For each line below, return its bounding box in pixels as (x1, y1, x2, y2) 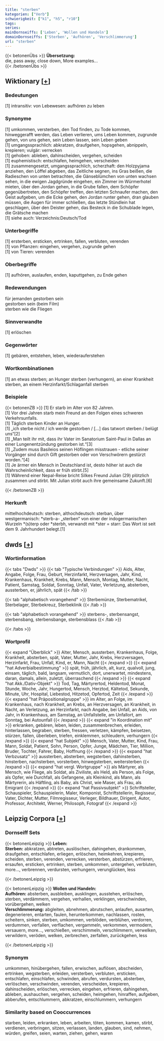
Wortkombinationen (5, 365, 54, 372)
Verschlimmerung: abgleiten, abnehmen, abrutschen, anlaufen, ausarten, (5, 906, 154, 912)
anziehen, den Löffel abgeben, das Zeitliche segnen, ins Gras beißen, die (5, 168, 153, 174)
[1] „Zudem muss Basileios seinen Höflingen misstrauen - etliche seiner (5, 446, 149, 452)
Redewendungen (5, 284, 47, 291)
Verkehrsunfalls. (5, 415, 38, 421)
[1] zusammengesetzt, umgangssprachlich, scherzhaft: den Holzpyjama (5, 163, 150, 169)
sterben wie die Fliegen (5, 306, 52, 312)
